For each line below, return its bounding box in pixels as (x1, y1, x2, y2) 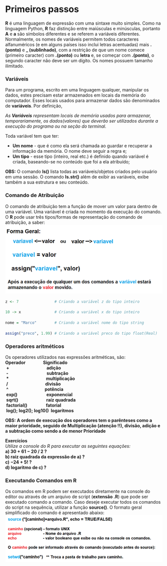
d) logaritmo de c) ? (5, 464, 46, 470)
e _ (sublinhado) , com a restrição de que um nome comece (22, 47, 145, 53)
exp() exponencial (6, 392, 73, 398)
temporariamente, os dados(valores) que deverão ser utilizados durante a (5, 118, 158, 124)
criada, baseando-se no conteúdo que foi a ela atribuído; (12, 159, 130, 165)
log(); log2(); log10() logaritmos (6, 408, 74, 414)
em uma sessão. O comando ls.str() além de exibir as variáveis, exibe (5, 174, 149, 180)
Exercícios (5, 438, 27, 444)
